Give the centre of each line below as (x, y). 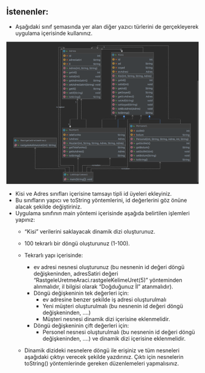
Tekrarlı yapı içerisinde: (54, 256)
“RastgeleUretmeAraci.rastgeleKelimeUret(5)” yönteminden (108, 280)
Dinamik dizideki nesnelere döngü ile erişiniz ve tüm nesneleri (102, 350)
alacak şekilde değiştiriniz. (49, 207)
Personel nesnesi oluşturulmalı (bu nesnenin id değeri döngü (119, 332)
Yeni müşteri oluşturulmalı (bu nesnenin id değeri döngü (113, 306)
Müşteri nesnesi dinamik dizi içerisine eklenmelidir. (106, 319)
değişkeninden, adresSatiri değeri (76, 274)
